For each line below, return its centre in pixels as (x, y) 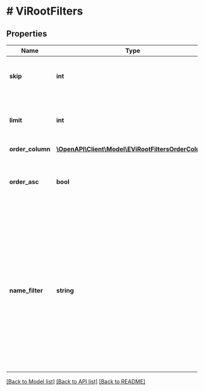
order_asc (24, 182)
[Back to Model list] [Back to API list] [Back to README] (76, 382)
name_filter (26, 290)
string (65, 290)
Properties (27, 34)
